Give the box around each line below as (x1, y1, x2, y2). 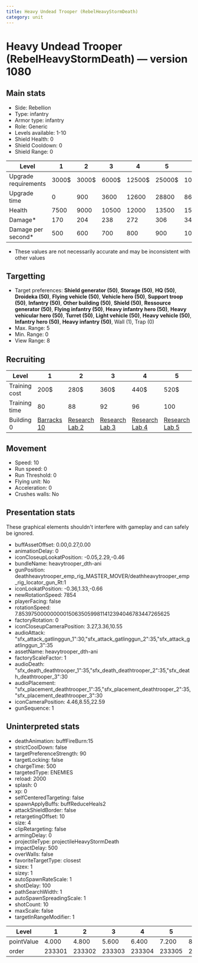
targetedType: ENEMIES (14, 768, 74, 775)
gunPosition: (14, 566, 45, 573)
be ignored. (6, 529, 34, 537)
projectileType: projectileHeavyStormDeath (14, 838, 120, 845)
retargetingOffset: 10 (14, 813, 65, 820)
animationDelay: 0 (14, 547, 59, 554)
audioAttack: (14, 629, 46, 636)
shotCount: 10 (14, 900, 49, 908)
